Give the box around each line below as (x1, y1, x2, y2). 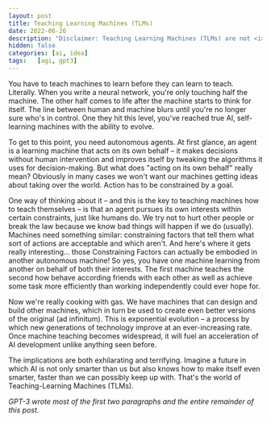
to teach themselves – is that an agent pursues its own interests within (8, 204, 242, 214)
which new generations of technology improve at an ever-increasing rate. (8, 322, 252, 332)
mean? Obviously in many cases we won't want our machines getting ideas (8, 171, 258, 181)
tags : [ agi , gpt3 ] (8, 57, 78, 65)
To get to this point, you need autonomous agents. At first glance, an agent (8, 137, 257, 147)
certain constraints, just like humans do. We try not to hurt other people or (8, 213, 255, 222)
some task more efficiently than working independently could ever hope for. (8, 281, 261, 291)
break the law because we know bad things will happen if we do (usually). (8, 221, 254, 230)
